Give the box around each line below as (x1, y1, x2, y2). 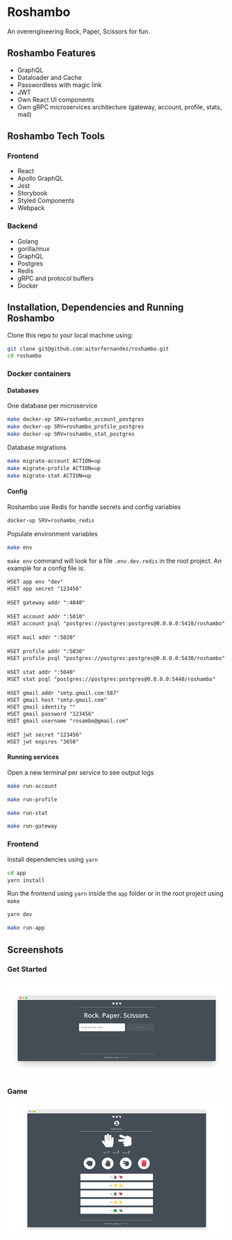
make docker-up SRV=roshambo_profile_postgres (7, 424, 144, 430)
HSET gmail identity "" (7, 703, 76, 710)
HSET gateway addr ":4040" (7, 599, 85, 606)
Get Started (7, 965, 47, 974)
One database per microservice (7, 401, 98, 410)
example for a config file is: (7, 564, 85, 572)
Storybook (17, 189, 48, 198)
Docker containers (7, 369, 72, 379)
